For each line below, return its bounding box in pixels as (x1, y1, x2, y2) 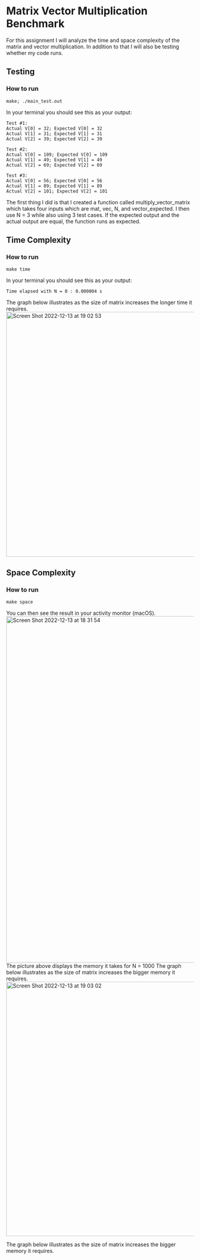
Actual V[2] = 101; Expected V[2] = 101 (6, 188, 108, 194)
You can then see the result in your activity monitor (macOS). (6, 609, 156, 617)
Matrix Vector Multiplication (6, 4, 148, 18)
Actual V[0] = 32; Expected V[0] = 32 (6, 125, 102, 131)
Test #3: (6, 172, 28, 179)
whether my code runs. (6, 49, 64, 56)
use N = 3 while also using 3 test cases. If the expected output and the (6, 211, 180, 219)
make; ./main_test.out (6, 98, 62, 104)
